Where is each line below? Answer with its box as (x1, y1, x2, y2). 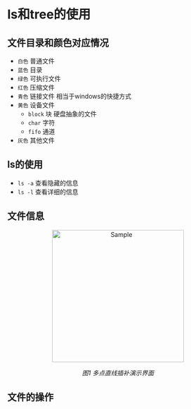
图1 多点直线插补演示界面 (81, 368, 154, 377)
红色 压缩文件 (17, 83, 55, 92)
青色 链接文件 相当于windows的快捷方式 (17, 92, 132, 100)
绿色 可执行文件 (17, 75, 61, 83)
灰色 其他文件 (17, 136, 55, 145)
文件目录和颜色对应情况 (7, 37, 109, 49)
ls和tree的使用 (7, 6, 91, 23)
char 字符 (27, 118, 55, 127)
